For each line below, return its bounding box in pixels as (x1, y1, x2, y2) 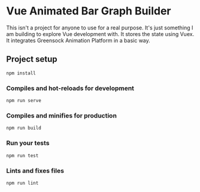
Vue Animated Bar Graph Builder (6, 4, 172, 18)
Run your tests (6, 139, 50, 148)
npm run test (6, 152, 39, 158)
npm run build (6, 125, 42, 131)
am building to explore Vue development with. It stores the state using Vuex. (6, 30, 195, 37)
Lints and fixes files (6, 166, 65, 175)
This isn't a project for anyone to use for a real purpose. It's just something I (6, 24, 193, 31)
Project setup (6, 54, 58, 64)
